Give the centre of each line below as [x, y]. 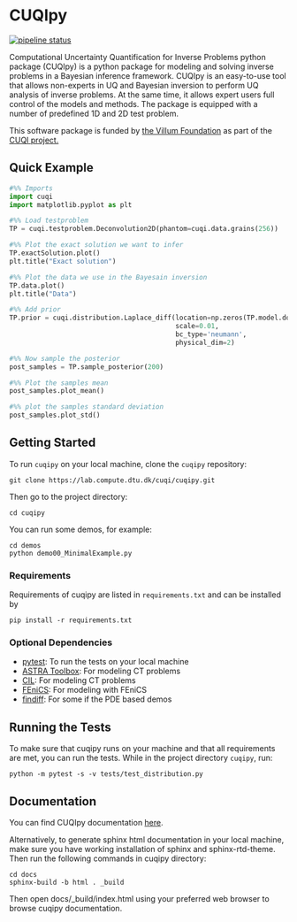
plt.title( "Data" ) [43, 294]
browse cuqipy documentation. [66, 909]
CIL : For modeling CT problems [79, 680]
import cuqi [31, 196]
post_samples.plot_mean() [57, 391]
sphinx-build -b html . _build [67, 883]
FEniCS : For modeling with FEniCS [84, 690]
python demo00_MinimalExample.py [71, 553]
